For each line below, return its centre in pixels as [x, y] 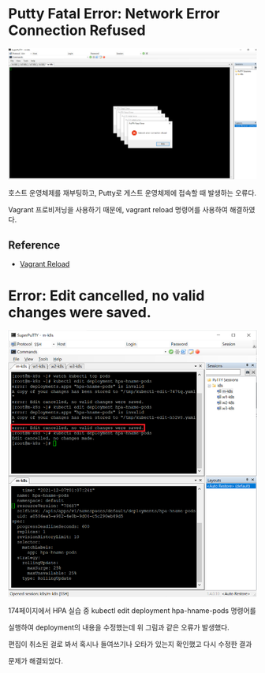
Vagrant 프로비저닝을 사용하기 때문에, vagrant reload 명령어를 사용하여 [118, 210]
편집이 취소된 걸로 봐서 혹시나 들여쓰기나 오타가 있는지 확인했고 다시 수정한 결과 [130, 644]
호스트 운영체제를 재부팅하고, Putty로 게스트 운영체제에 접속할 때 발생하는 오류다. [132, 193]
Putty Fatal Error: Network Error [114, 14]
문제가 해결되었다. [36, 660]
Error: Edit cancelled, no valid [106, 296]
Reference [34, 245]
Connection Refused [77, 30]
